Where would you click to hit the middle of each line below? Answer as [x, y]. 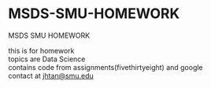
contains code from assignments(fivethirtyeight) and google [105, 67]
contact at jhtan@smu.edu [51, 75]
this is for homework [41, 50]
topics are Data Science [47, 59]
